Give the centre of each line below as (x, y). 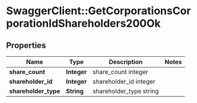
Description (126, 62)
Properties (26, 45)
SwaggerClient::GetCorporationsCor (99, 11)
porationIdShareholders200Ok (84, 23)
